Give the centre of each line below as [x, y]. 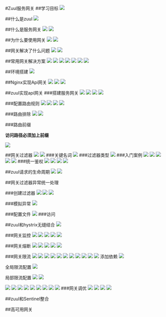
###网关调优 [74, 288]
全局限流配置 [18, 267]
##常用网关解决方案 [25, 61]
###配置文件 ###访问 [30, 214]
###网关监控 [18, 235]
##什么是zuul [19, 19]
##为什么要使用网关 [25, 40]
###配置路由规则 [22, 104]
